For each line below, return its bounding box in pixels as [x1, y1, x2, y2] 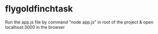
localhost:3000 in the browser [5, 24, 65, 30]
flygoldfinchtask [5, 3, 73, 14]
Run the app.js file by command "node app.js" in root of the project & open [5, 19, 154, 25]
